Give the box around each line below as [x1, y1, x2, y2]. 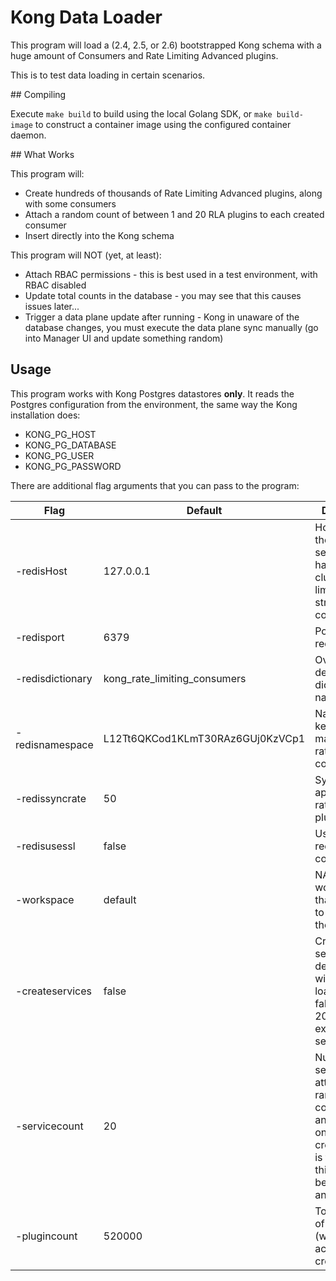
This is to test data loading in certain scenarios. [10, 69, 206, 81]
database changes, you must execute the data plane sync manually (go [24, 321, 319, 333]
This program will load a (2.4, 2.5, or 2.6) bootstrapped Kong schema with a [10, 39, 322, 51]
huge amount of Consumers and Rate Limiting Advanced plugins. [10, 49, 279, 61]
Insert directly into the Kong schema [24, 229, 175, 241]
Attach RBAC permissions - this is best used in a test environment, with [24, 268, 318, 280]
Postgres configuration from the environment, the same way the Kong [10, 398, 298, 410]
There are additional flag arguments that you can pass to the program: [10, 479, 300, 491]
